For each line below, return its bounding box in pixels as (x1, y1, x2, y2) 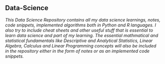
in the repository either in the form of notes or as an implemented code (5, 48, 150, 54)
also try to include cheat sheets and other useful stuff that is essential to (5, 27, 153, 33)
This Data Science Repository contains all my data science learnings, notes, (5, 17, 161, 22)
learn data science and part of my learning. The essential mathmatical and (5, 32, 159, 38)
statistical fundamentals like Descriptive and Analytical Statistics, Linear (5, 38, 153, 43)
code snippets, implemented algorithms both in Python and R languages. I (5, 22, 157, 28)
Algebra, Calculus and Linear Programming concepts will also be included (5, 43, 157, 48)
